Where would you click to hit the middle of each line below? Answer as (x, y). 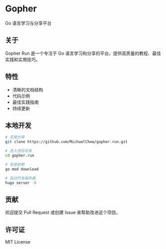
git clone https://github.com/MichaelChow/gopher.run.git (66, 142)
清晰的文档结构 (28, 90)
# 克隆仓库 (15, 137)
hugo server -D (21, 183)
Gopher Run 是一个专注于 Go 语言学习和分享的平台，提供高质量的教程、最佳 (83, 53)
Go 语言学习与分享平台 (28, 23)
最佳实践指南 (25, 102)
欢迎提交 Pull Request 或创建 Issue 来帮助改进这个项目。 (63, 213)
